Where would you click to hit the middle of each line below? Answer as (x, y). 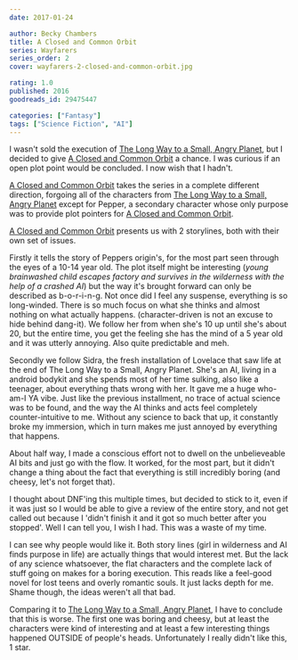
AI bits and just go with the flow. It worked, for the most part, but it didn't (142, 463)
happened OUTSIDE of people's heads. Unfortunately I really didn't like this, (148, 638)
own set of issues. (43, 241)
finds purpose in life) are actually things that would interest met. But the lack (149, 555)
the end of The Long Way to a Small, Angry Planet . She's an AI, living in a (143, 370)
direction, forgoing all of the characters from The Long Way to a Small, (138, 195)
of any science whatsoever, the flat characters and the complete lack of (141, 564)
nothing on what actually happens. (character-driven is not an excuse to (141, 315)
